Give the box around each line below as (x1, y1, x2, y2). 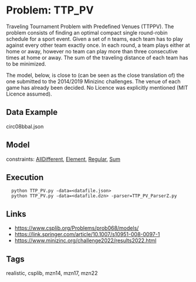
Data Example (6, 107, 58, 117)
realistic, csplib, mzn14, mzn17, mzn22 (6, 270, 98, 276)
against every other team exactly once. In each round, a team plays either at (6, 42, 190, 49)
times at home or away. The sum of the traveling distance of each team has (6, 54, 188, 61)
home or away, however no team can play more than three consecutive (6, 47, 178, 55)
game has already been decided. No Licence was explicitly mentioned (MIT (6, 84, 188, 91)
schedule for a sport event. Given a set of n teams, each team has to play (6, 35, 183, 42)
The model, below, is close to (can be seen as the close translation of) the (6, 72, 185, 79)
